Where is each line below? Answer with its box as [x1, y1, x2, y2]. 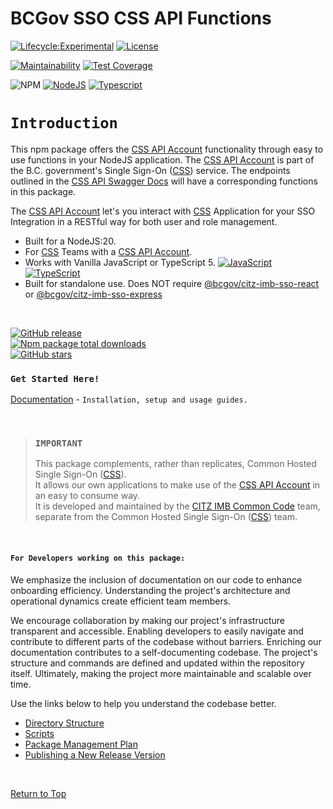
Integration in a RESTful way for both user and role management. [10, 215, 278, 227]
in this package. [10, 185, 77, 197]
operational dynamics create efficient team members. [10, 595, 232, 607]
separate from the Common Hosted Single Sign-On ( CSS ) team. [34, 511, 298, 523]
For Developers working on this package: [10, 553, 186, 564]
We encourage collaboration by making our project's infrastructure [10, 614, 286, 626]
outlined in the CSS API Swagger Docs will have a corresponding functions [10, 175, 318, 187]
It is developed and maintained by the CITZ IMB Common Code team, [34, 500, 321, 512]
